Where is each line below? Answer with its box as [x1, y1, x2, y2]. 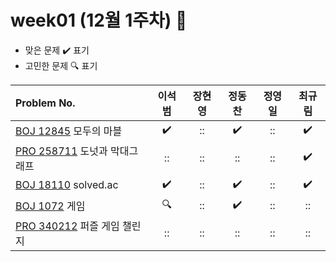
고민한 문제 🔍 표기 [24, 59, 98, 71]
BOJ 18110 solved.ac [15, 178, 119, 192]
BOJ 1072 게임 [15, 199, 86, 213]
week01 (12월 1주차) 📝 [10, 9, 188, 32]
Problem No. [15, 96, 76, 110]
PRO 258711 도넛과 [15, 144, 108, 158]
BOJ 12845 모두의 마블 [15, 124, 123, 138]
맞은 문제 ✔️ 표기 [24, 44, 90, 56]
